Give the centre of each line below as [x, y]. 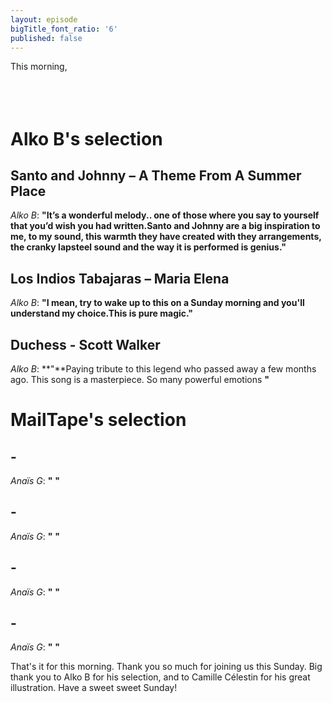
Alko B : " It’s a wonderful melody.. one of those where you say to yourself [165, 215]
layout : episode [44, 19]
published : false [46, 38]
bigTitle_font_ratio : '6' [64, 29]
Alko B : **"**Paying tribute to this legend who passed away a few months [163, 369]
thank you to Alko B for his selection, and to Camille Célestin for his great [160, 677]
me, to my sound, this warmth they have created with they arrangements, [166, 237]
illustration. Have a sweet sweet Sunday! [94, 688]
